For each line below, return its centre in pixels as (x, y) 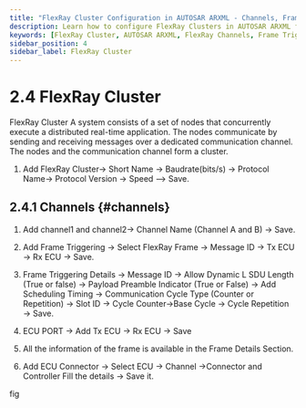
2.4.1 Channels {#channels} (90, 208)
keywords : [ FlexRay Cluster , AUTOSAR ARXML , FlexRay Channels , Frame (144, 35)
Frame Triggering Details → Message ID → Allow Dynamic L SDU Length (158, 274)
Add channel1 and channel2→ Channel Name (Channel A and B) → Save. (159, 229)
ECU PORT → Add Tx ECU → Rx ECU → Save (107, 330)
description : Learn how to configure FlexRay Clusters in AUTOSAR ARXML (150, 26)
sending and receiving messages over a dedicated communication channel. (151, 141)
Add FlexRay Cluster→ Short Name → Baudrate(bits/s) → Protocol (146, 169)
